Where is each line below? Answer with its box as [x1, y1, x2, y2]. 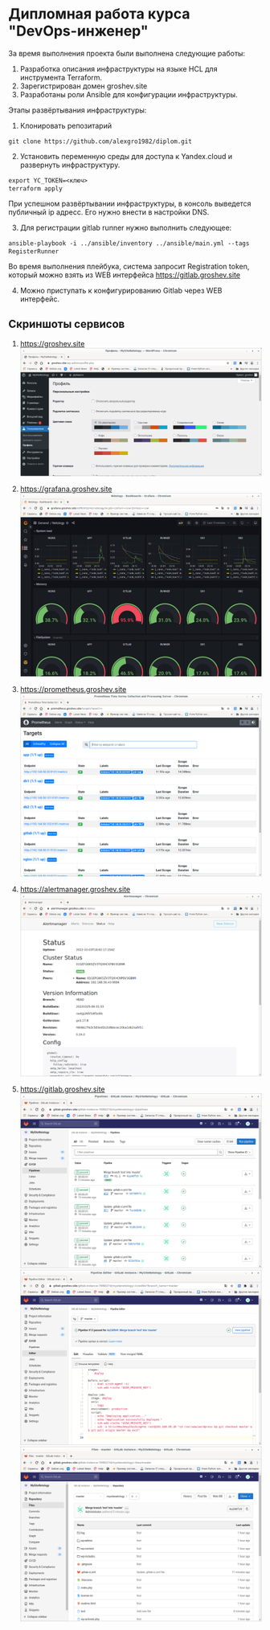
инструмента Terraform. [19, 72, 103, 82]
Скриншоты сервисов [8, 317, 125, 331]
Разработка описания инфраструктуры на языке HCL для [19, 63, 218, 73]
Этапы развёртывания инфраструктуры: [8, 105, 147, 115]
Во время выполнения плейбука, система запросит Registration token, [8, 261, 250, 271]
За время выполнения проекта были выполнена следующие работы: [8, 48, 246, 58]
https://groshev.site [19, 338, 85, 348]
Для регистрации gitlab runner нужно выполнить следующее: [19, 223, 232, 232]
